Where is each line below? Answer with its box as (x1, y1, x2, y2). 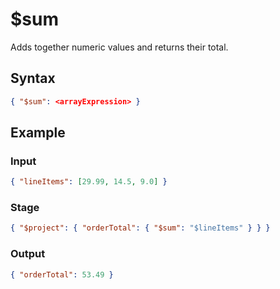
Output (10, 247, 46, 261)
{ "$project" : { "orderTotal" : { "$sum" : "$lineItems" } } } (10, 223, 271, 233)
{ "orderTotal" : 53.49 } (10, 269, 114, 280)
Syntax (10, 70, 56, 87)
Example (10, 124, 66, 142)
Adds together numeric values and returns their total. (10, 41, 229, 53)
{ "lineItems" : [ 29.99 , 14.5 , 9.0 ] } (10, 177, 168, 187)
